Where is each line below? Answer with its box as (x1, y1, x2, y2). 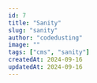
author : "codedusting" (8, 33, 83, 42)
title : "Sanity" (8, 19, 62, 27)
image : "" (8, 41, 41, 49)
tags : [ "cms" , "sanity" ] (8, 48, 90, 56)
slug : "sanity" (8, 26, 58, 34)
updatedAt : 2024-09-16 (8, 63, 83, 71)
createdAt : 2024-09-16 (8, 56, 83, 64)
